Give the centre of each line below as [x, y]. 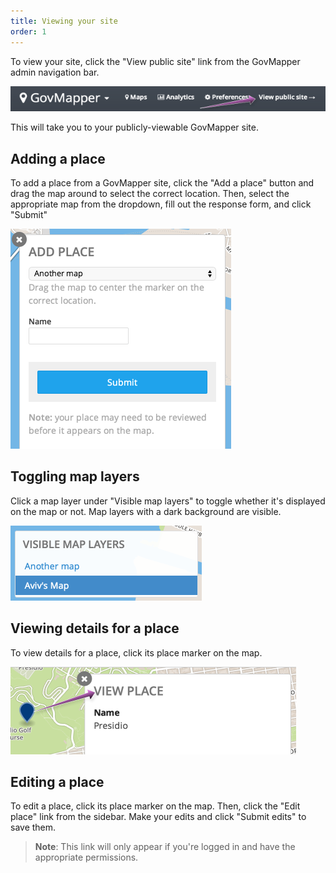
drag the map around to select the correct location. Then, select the [150, 193]
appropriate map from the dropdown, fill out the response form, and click [161, 204]
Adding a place [58, 158]
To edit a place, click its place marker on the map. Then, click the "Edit [155, 806]
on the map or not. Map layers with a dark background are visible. [146, 511]
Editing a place [57, 781]
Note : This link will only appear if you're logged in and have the [165, 847]
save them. [33, 827]
